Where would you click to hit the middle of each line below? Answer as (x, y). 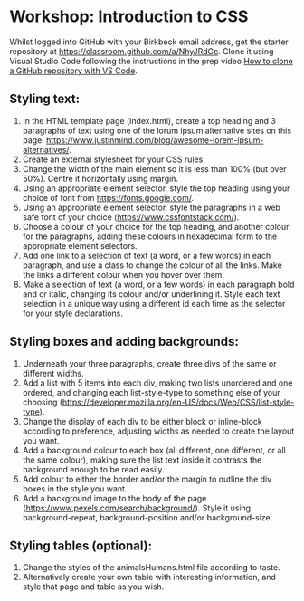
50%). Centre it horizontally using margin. (100, 178)
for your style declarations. (73, 313)
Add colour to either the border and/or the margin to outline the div (147, 479)
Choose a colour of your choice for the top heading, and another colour (156, 226)
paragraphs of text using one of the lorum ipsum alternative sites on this (157, 130)
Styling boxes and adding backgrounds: (124, 342)
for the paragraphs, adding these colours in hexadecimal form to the (150, 236)
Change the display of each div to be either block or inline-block (142, 421)
